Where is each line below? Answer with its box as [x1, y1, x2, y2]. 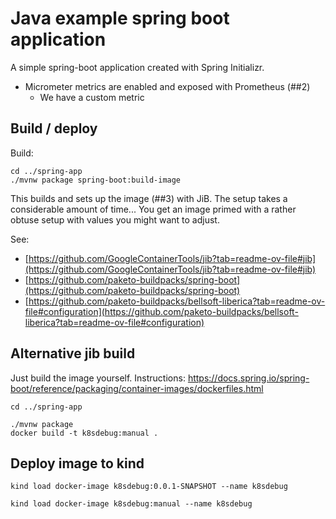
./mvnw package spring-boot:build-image [10, 175, 182, 185]
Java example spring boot [10, 7, 230, 30]
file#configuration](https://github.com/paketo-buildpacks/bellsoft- [24, 305, 299, 317]
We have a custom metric [39, 91, 145, 103]
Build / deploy [10, 120, 98, 137]
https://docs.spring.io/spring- [187, 372, 310, 384]
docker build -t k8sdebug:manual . [10, 428, 159, 438]
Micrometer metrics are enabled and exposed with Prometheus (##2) [24, 80, 311, 92]
